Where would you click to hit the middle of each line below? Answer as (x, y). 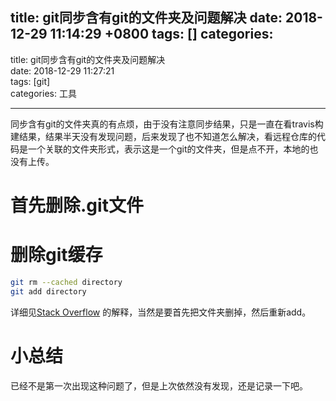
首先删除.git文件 (77, 205)
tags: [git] (30, 81)
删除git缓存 (56, 255)
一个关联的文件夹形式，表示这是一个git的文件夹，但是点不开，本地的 (168, 149)
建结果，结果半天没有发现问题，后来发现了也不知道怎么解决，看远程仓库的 (163, 136)
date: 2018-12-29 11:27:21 (62, 70)
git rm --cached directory (66, 282)
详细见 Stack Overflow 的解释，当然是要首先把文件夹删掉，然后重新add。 (161, 312)
